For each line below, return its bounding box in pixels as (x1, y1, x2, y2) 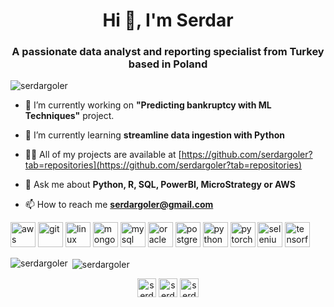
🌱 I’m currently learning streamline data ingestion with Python (24, 129, 285, 141)
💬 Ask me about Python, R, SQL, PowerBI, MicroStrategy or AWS (24, 179, 296, 191)
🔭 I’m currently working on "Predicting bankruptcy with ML (24, 99, 272, 111)
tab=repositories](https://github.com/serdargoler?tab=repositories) (24, 159, 303, 171)
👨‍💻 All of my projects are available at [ (24, 149, 182, 161)
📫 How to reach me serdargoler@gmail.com (24, 199, 214, 211)
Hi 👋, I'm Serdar (102, 9, 234, 32)
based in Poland (128, 57, 208, 71)
